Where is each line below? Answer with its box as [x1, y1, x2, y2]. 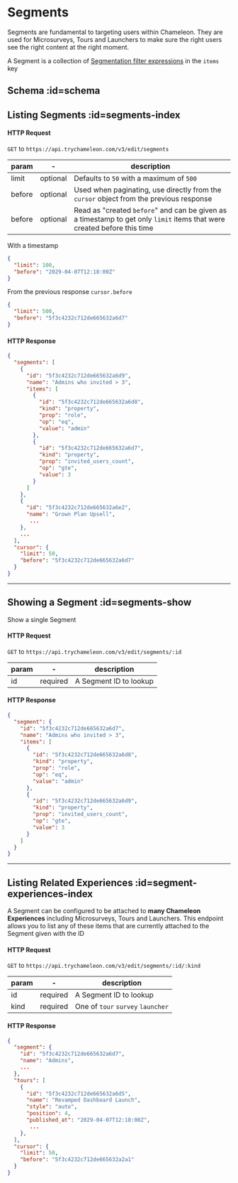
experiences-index [7, 888, 93, 900]
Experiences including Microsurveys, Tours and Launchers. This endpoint [7, 914, 224, 923]
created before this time [74, 223, 154, 233]
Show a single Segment [7, 615, 76, 623]
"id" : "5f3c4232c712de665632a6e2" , [25, 504, 132, 511]
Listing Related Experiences [7, 876, 133, 888]
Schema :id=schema [7, 84, 101, 97]
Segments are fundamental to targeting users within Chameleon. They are [7, 28, 223, 36]
